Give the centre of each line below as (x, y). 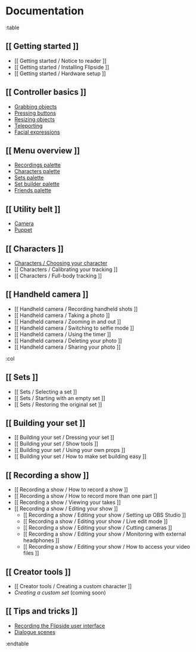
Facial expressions (37, 132)
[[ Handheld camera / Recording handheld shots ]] (76, 309)
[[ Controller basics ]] (46, 92)
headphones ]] (41, 540)
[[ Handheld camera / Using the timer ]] (63, 334)
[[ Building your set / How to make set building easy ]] (80, 456)
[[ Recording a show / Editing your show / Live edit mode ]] (95, 521)
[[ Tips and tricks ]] (42, 611)
